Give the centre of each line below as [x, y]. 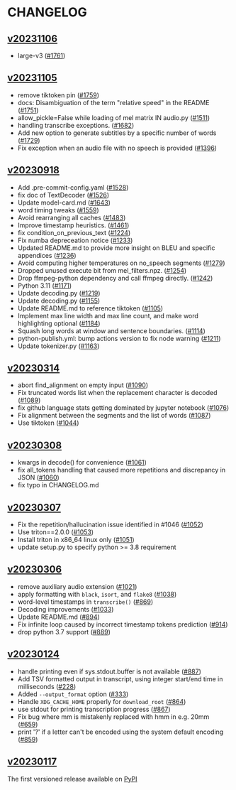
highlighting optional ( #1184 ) [59, 323]
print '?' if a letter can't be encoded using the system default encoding [120, 732]
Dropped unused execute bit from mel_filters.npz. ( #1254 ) [102, 270]
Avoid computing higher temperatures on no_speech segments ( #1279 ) [121, 263]
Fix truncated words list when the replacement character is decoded [117, 393]
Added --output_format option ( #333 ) [73, 694]
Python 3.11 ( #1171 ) [45, 286]
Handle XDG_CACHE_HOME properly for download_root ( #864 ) [102, 701]
